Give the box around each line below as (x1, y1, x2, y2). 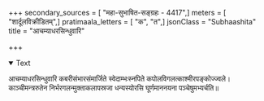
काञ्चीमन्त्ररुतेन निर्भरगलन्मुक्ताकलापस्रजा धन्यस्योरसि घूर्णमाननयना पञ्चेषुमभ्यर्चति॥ (8, 83, 219, 93)
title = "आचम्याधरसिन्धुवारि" (8, 26, 85, 36)
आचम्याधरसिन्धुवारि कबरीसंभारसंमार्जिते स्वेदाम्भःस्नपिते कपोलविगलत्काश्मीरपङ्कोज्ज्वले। (8, 74, 232, 83)
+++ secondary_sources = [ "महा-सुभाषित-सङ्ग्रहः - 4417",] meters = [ (8, 8, 227, 17)
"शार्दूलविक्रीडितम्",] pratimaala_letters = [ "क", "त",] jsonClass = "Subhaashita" (8, 17, 257, 26)
